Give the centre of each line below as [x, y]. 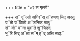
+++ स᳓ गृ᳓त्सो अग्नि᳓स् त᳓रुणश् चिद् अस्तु [40, 17]
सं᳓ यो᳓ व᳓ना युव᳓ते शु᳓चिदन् [28, 28]
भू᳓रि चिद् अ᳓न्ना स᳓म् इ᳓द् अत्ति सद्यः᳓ [35, 33]
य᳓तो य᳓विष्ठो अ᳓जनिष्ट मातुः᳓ [29, 22]
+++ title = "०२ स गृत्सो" [27, 7]
